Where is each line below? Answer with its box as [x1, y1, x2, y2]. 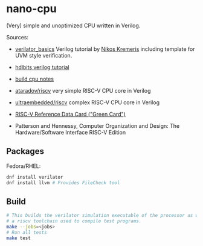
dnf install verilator [6, 174, 63, 180]
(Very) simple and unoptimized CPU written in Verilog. [6, 22, 141, 29]
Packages [6, 146, 44, 156]
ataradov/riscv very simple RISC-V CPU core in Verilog [14, 87, 151, 94]
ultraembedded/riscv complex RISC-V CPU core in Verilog [14, 99, 160, 106]
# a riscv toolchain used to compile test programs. [6, 218, 142, 224]
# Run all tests [6, 229, 47, 235]
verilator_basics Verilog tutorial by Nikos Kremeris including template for [14, 45, 195, 53]
